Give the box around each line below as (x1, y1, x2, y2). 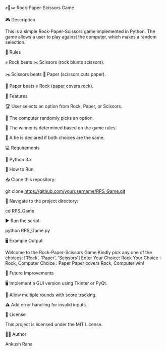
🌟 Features (5, 93, 28, 99)
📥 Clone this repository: (5, 177, 56, 182)
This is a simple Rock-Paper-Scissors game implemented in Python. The (5, 28, 155, 34)
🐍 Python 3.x (5, 157, 32, 162)
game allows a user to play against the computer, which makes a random (5, 34, 157, 40)
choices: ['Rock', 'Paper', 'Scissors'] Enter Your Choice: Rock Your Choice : (5, 255, 161, 261)
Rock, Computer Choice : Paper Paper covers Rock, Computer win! (5, 260, 145, 266)
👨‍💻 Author (5, 331, 27, 337)
